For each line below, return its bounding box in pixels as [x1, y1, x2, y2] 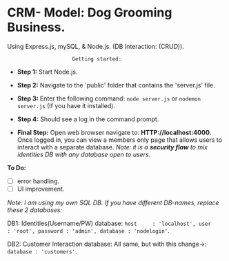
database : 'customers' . [7, 247, 77, 255]
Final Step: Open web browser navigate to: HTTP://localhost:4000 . [17, 128, 212, 136]
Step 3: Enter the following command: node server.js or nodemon [17, 94, 201, 103]
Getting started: [72, 55, 122, 63]
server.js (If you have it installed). [17, 101, 116, 109]
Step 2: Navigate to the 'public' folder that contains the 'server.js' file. [17, 81, 215, 89]
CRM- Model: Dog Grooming [7, 5, 172, 21]
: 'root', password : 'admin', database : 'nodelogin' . [7, 227, 170, 235]
